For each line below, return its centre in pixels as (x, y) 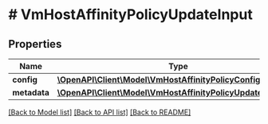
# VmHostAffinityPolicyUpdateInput (130, 15)
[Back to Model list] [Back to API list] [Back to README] (100, 112)
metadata (31, 93)
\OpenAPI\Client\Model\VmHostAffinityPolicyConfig (159, 79)
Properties (35, 44)
